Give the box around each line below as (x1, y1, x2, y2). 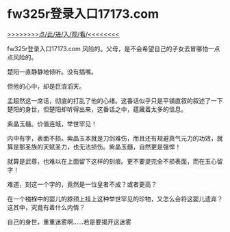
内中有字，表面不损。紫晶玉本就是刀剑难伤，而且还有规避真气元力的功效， (7, 134, 217, 142)
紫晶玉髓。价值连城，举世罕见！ (7, 119, 97, 128)
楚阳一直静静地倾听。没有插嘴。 (7, 68, 97, 76)
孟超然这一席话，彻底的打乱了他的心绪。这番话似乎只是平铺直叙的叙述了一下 (7, 96, 223, 104)
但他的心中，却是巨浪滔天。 (7, 82, 86, 90)
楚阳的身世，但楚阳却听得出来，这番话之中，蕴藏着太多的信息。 (7, 105, 187, 113)
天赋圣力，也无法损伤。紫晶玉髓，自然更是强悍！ (42, 143, 181, 151)
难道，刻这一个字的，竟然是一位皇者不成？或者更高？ (7, 180, 157, 188)
